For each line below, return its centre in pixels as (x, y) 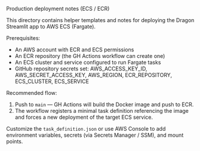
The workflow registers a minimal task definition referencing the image (102, 111)
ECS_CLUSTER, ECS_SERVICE (52, 81)
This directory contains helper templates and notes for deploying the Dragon (100, 20)
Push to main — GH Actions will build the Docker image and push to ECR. (104, 104)
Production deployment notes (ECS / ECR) (58, 9)
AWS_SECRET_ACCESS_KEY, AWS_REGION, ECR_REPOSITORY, (93, 75)
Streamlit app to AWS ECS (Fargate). (51, 27)
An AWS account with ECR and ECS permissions (74, 50)
